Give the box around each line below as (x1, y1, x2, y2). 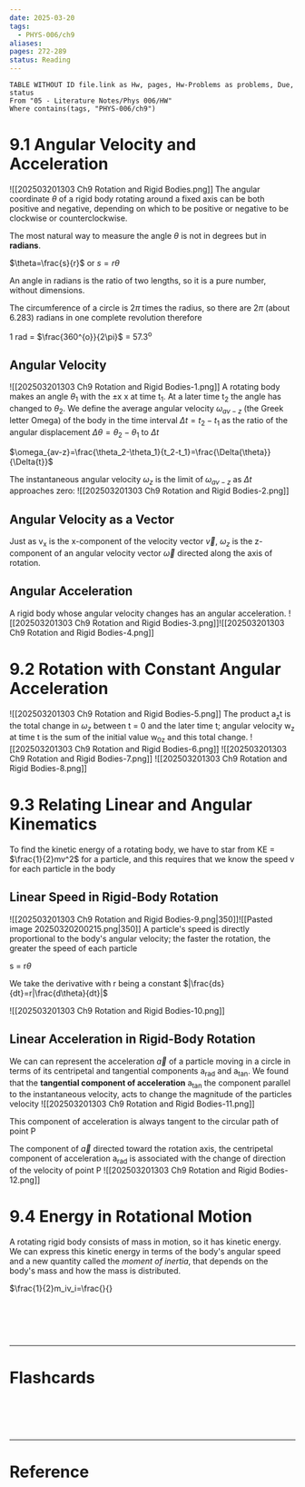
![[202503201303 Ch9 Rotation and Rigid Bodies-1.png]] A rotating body (9, 382, 280, 392)
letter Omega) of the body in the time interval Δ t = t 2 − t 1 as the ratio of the (9, 415, 289, 428)
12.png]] (9, 1175, 41, 1185)
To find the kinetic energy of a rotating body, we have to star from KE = (9, 844, 275, 855)
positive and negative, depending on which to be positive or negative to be (9, 203, 289, 213)
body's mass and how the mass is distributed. (9, 1265, 182, 1276)
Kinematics (9, 814, 97, 835)
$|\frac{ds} (182, 977, 225, 988)
